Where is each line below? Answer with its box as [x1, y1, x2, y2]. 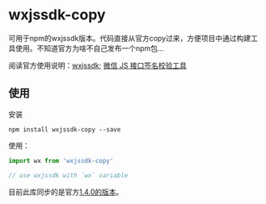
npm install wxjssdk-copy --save [8, 125, 121, 134]
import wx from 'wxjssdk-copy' [8, 156, 114, 164]
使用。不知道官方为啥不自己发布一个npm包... [15, 43, 164, 53]
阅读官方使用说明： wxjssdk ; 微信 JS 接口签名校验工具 [8, 60, 188, 70]
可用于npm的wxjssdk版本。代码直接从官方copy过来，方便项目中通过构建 [8, 33, 251, 43]
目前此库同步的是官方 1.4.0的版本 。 [8, 187, 124, 197]
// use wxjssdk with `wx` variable [8, 171, 129, 179]
